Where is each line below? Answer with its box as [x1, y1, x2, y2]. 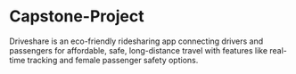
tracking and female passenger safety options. [27, 54, 199, 65]
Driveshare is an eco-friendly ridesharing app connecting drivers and [9, 36, 264, 46]
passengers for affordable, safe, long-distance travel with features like [9, 45, 268, 55]
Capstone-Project [9, 6, 144, 27]
